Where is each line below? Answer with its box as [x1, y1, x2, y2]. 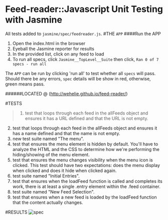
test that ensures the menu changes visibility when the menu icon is [12, 156, 153, 163]
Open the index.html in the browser [12, 40, 86, 46]
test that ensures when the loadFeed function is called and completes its [12, 178, 163, 184]
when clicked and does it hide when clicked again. [12, 167, 117, 173]
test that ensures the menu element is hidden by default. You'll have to [12, 141, 158, 147]
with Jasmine [5, 14, 63, 25]
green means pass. [5, 81, 45, 87]
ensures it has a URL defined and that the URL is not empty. [25, 115, 149, 121]
